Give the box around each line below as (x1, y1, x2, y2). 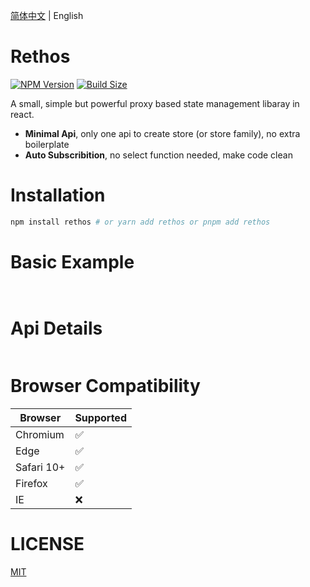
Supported (74, 410, 127, 424)
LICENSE (10, 532, 85, 555)
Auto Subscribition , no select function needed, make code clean (24, 149, 293, 161)
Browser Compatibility (10, 374, 201, 397)
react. (10, 108, 35, 120)
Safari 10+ (15, 460, 66, 474)
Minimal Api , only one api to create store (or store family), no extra (24, 127, 301, 139)
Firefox (15, 476, 48, 490)
